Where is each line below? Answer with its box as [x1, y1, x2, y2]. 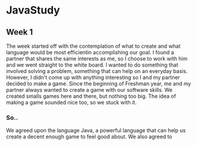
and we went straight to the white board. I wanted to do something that [6, 61, 179, 68]
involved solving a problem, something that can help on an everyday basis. [6, 68, 188, 74]
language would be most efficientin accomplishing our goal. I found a [6, 49, 175, 56]
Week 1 [6, 27, 33, 37]
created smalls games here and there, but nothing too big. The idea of [6, 92, 176, 99]
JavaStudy [6, 4, 60, 17]
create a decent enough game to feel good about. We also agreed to [6, 133, 172, 140]
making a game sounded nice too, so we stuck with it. [6, 99, 137, 106]
